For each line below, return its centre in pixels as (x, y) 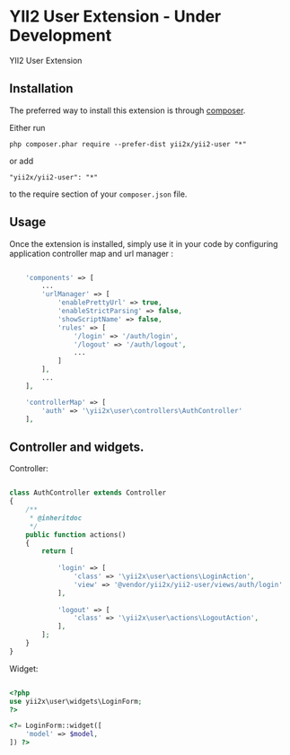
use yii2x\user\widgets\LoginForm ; (76, 701)
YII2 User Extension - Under (115, 17)
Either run (27, 127)
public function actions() (76, 535)
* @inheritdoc (56, 518)
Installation (41, 88)
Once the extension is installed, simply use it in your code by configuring (144, 243)
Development (61, 35)
